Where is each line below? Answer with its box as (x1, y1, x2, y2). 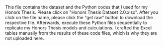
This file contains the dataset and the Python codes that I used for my (5, 4, 148, 10)
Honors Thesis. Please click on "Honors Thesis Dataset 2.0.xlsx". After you (5, 9, 158, 15)
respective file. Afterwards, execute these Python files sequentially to (5, 20, 148, 25)
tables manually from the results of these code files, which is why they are (5, 30, 158, 36)
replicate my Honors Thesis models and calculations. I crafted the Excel (5, 25, 152, 31)
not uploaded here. (5, 35, 44, 41)
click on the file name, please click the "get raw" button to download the (5, 15, 153, 20)
